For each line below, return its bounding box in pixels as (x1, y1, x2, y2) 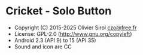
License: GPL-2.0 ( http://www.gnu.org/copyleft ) (14, 30, 132, 37)
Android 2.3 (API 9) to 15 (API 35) (14, 36, 96, 44)
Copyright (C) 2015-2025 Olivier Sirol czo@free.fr (14, 24, 137, 31)
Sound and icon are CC (14, 43, 72, 50)
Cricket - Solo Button (5, 4, 112, 18)
